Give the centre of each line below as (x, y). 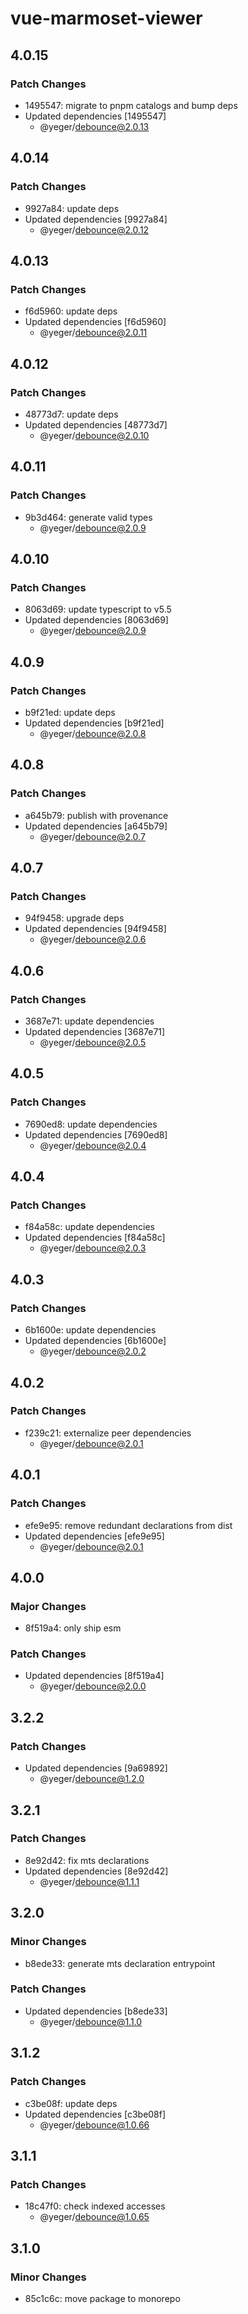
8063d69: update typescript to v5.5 (98, 609)
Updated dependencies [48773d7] (96, 424)
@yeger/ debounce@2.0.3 (93, 1248)
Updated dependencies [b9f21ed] (94, 723)
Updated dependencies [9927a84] (96, 219)
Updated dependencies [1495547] (95, 116)
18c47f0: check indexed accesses (95, 2206)
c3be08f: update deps (71, 2103)
